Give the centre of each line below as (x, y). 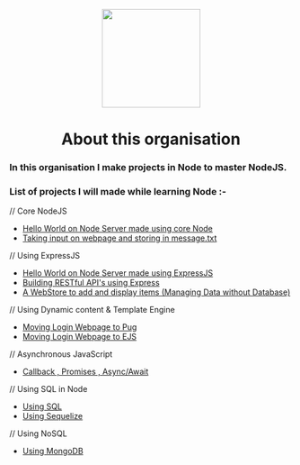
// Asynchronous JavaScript (61, 354)
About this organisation (151, 139)
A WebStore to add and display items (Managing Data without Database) (156, 292)
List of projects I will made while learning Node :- (118, 192)
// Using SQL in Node (49, 389)
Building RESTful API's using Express (91, 283)
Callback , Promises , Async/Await (85, 372)
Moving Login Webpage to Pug (79, 327)
